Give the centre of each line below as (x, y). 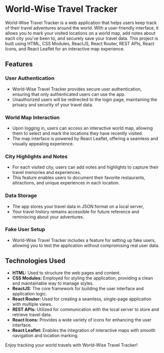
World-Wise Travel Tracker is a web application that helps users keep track (81, 23)
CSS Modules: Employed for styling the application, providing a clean (82, 278)
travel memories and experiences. (47, 173)
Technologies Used (35, 261)
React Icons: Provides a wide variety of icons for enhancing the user (82, 320)
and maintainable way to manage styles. (53, 283)
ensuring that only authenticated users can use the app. (69, 94)
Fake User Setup (25, 230)
